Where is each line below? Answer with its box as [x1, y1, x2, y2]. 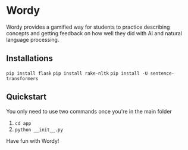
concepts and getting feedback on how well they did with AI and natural [6, 29, 183, 36]
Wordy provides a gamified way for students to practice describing [6, 23, 170, 30]
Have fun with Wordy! [6, 137, 59, 144]
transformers [6, 75, 39, 81]
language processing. [6, 36, 59, 43]
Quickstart [6, 92, 47, 102]
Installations [6, 53, 54, 63]
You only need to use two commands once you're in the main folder [6, 108, 173, 115]
